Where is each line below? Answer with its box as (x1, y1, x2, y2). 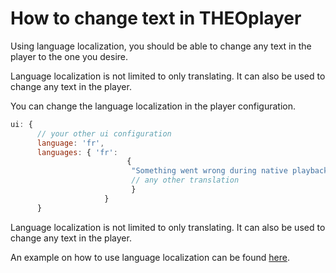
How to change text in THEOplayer (10, 7, 302, 30)
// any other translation (131, 175, 240, 186)
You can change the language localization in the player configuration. (10, 100, 297, 112)
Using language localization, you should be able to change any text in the (10, 40, 312, 52)
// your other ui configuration (36, 128, 172, 139)
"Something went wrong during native (131, 166, 288, 176)
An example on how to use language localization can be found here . (10, 251, 290, 263)
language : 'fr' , (36, 138, 105, 148)
